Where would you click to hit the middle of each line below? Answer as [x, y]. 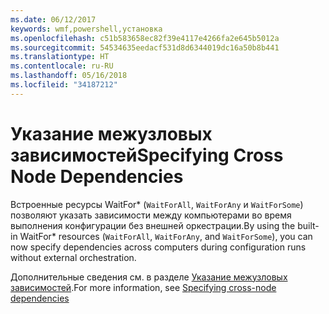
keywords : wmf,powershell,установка [86, 29]
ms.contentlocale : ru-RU [62, 66]
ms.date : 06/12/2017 [53, 19]
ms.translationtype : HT [60, 57]
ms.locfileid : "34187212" [64, 85]
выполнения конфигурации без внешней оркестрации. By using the [153, 225]
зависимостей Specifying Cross [147, 155]
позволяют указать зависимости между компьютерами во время [151, 215]
